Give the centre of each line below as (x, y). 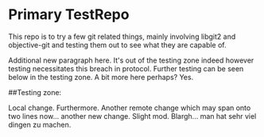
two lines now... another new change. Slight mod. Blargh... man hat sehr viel (132, 116)
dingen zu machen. (40, 124)
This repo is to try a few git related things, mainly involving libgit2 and (122, 36)
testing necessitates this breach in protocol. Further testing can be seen (126, 68)
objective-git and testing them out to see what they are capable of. (117, 44)
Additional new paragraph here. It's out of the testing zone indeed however (131, 60)
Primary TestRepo (69, 15)
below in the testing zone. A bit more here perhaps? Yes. (101, 77)
